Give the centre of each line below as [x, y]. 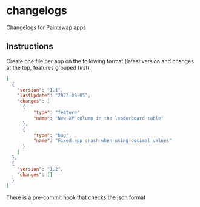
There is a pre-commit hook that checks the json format [76, 197]
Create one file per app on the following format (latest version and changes [100, 61]
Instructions [30, 46]
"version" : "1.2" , [40, 169]
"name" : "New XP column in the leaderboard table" [98, 118]
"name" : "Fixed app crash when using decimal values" [102, 141]
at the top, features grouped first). [49, 67]
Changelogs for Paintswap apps [46, 27]
